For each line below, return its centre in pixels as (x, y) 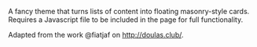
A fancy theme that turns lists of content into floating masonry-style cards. (129, 11)
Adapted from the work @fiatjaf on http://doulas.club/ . (96, 35)
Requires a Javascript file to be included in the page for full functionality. (126, 20)
